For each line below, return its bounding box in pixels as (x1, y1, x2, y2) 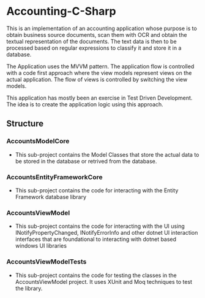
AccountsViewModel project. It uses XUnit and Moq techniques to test (15, 278, 193, 285)
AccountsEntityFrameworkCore (6, 173, 103, 181)
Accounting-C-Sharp (6, 4, 116, 18)
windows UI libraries (15, 242, 67, 249)
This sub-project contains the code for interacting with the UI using (15, 222, 185, 230)
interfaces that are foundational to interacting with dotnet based (15, 235, 176, 243)
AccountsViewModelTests (6, 257, 87, 266)
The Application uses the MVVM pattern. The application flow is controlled (6, 63, 195, 70)
